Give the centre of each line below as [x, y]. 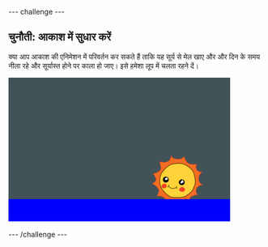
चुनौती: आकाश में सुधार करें [60, 37]
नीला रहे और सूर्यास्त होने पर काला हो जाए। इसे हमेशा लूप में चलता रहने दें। [104, 66]
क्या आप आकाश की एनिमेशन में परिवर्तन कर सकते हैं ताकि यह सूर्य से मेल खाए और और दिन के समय [134, 57]
